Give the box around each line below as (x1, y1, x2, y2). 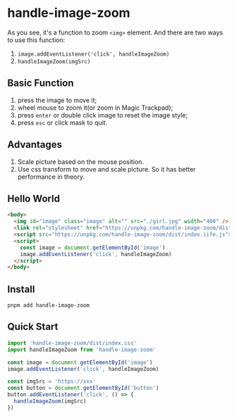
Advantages (7, 139, 62, 151)
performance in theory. (17, 172, 85, 181)
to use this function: (7, 35, 66, 44)
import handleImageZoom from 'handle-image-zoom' (7, 346, 157, 353)
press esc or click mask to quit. (17, 118, 108, 127)
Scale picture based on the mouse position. (17, 157, 145, 166)
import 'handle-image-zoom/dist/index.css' (7, 339, 138, 346)
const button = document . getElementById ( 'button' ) (7, 385, 159, 392)
